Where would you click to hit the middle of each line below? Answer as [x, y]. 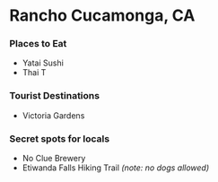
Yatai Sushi [43, 63]
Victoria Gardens [53, 115]
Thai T [34, 73]
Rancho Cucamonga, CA [102, 16]
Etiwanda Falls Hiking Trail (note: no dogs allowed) [116, 168]
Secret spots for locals [60, 138]
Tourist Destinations [55, 96]
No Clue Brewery [54, 159]
